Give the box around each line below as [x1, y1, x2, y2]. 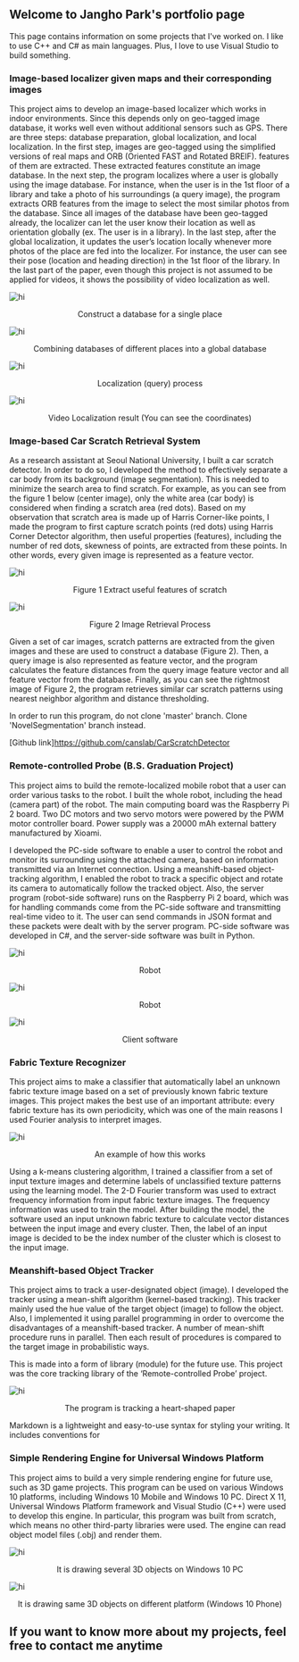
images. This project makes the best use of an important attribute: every [9, 1095, 275, 1106]
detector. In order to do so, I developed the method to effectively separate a [9, 464, 288, 476]
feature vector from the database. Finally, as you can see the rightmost [9, 674, 270, 686]
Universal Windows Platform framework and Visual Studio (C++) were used [9, 1500, 287, 1511]
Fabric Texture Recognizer [9, 1056, 127, 1068]
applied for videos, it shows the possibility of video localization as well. [9, 274, 270, 285]
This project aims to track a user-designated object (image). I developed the [9, 1284, 289, 1295]
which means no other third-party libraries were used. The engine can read [9, 1519, 287, 1530]
